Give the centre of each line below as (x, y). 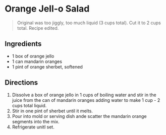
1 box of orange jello (33, 56)
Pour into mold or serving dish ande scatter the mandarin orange (79, 116)
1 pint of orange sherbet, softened (47, 66)
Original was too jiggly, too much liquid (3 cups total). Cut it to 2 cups (89, 23)
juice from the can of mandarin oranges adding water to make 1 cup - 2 (86, 100)
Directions (21, 83)
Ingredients (23, 44)
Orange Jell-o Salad (47, 9)
